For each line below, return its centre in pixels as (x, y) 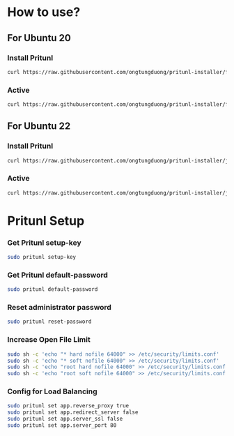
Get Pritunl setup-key (44, 243)
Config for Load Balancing (52, 391)
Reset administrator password (59, 308)
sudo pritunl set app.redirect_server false (73, 412)
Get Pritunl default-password (57, 275)
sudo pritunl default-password (53, 290)
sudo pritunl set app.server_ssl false (65, 419)
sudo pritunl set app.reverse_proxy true (68, 406)
